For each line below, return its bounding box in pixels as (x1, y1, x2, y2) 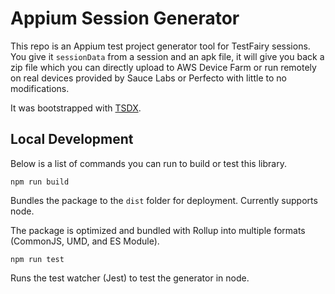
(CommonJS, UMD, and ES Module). (10, 235, 160, 247)
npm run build (10, 177, 70, 187)
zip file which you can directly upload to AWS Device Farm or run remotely (10, 61, 317, 73)
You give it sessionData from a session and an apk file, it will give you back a (10, 50, 325, 62)
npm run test (10, 254, 65, 264)
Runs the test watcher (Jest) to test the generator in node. (10, 272, 250, 284)
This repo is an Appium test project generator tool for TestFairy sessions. (10, 40, 311, 52)
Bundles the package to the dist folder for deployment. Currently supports (10, 194, 318, 206)
